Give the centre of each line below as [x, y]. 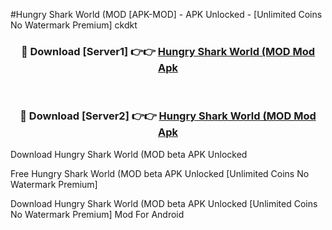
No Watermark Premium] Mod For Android [97, 214]
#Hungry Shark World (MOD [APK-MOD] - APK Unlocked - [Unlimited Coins [166, 14]
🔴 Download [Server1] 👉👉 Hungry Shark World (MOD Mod [168, 51]
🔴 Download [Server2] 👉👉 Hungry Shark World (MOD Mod [168, 116]
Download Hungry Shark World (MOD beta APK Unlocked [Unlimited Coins [164, 203]
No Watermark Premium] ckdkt [74, 25]
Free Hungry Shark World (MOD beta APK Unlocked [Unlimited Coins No [160, 173]
